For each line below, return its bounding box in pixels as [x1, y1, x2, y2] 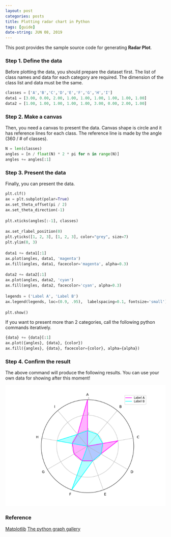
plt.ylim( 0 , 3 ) [5, 240, 38, 245]
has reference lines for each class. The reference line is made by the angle [5, 130, 162, 137]
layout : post [5, 8, 33, 13]
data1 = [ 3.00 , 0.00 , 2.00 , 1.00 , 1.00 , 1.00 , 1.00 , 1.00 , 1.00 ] [5, 96, 147, 101]
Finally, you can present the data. [5, 181, 75, 187]
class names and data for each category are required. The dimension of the [5, 74, 164, 80]
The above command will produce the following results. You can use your [5, 370, 159, 376]
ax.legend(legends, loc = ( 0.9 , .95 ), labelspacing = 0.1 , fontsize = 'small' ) [5, 299, 167, 304]
